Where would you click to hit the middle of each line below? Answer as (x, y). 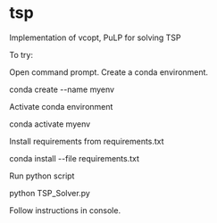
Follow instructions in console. (65, 210)
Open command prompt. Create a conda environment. (108, 72)
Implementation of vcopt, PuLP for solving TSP (95, 37)
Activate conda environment (61, 106)
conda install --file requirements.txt (75, 158)
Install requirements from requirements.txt (87, 141)
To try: (21, 54)
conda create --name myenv (62, 89)
